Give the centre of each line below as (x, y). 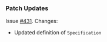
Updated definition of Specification (58, 33)
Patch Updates (27, 8)
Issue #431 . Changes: (32, 21)
